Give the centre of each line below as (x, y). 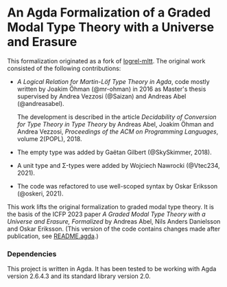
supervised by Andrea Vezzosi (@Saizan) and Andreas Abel (101, 96)
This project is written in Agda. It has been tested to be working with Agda (112, 269)
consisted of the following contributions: (64, 68)
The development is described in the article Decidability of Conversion (117, 117)
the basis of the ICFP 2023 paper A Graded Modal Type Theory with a (106, 214)
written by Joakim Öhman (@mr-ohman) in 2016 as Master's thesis (111, 89)
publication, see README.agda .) (53, 236)
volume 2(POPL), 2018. (49, 138)
